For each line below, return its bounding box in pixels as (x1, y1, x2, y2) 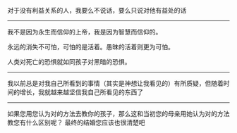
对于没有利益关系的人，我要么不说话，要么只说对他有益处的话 (7, 6, 187, 14)
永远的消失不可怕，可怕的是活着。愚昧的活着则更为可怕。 (7, 43, 174, 51)
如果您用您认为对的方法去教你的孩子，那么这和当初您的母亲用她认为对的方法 (7, 110, 230, 118)
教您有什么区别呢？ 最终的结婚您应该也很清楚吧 (7, 118, 145, 127)
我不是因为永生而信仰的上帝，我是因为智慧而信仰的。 (7, 27, 162, 36)
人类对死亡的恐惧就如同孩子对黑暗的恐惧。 (7, 58, 131, 65)
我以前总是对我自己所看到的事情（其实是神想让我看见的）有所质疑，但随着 (7, 80, 224, 87)
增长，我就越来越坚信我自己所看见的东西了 (19, 88, 143, 96)
